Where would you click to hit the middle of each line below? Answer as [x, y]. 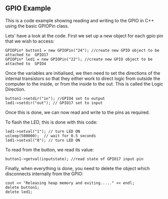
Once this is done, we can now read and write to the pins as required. [78, 112]
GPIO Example [28, 8]
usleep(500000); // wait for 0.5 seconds [51, 136]
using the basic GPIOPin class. [37, 26]
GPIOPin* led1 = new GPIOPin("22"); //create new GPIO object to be [79, 59]
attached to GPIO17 [27, 55]
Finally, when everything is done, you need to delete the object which [78, 168]
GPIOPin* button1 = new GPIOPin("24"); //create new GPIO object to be [82, 50]
